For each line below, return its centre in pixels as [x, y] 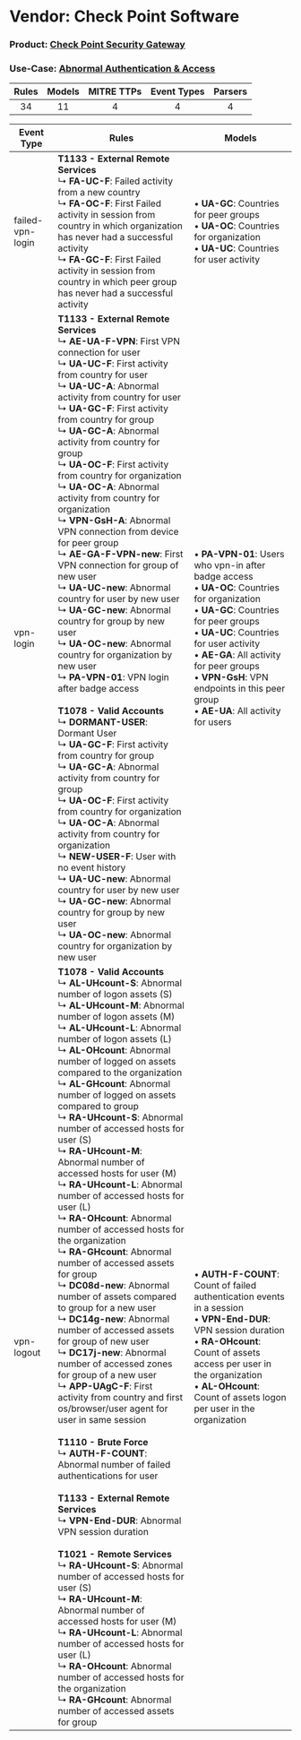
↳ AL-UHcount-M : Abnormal [121, 1005]
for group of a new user [107, 1375]
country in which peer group [117, 282]
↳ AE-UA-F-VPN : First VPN [119, 341]
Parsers [231, 91]
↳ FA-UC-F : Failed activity [115, 181]
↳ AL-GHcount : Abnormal [114, 1084]
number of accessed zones [115, 1364]
